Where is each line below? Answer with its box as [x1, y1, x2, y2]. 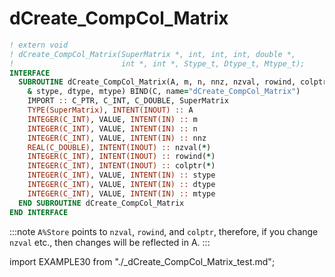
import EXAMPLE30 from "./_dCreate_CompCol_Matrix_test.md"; [9, 255, 276, 267]
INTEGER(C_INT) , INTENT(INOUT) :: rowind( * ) [27, 152, 216, 162]
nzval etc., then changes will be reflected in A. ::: [9, 236, 211, 248]
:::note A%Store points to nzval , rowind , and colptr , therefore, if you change [9, 225, 319, 237]
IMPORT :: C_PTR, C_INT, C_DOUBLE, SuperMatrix [27, 96, 229, 106]
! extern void [9, 40, 69, 50]
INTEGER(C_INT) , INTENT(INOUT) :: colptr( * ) [27, 161, 216, 171]
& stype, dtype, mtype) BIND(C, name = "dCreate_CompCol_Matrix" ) [27, 87, 301, 97]
